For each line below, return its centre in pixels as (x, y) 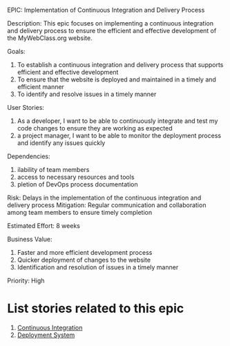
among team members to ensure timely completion (80, 212)
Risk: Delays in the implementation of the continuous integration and (104, 198)
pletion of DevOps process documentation (77, 184)
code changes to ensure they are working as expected (95, 128)
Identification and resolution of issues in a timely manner (98, 267)
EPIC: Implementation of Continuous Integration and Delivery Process (106, 10)
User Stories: (26, 107)
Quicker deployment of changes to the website (84, 260)
